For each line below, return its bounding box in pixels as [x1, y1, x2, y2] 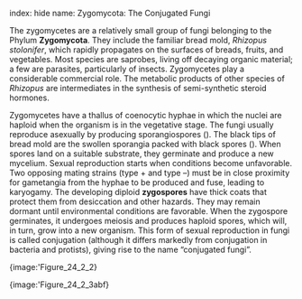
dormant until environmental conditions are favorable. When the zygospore [9, 206, 288, 216]
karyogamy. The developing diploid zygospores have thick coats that [9, 187, 268, 197]
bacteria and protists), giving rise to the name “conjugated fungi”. [9, 244, 252, 255]
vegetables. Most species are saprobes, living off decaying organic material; [9, 54, 293, 64]
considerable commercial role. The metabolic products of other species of [9, 73, 286, 84]
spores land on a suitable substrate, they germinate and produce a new [9, 148, 275, 159]
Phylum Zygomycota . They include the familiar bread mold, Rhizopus [9, 35, 268, 45]
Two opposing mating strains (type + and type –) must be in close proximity [9, 167, 290, 178]
